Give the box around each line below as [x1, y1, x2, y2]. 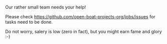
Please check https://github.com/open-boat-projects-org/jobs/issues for [5, 14, 155, 19]
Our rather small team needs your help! [5, 4, 86, 10]
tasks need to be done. [5, 19, 53, 25]
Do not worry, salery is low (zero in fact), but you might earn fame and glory [5, 29, 162, 34]
